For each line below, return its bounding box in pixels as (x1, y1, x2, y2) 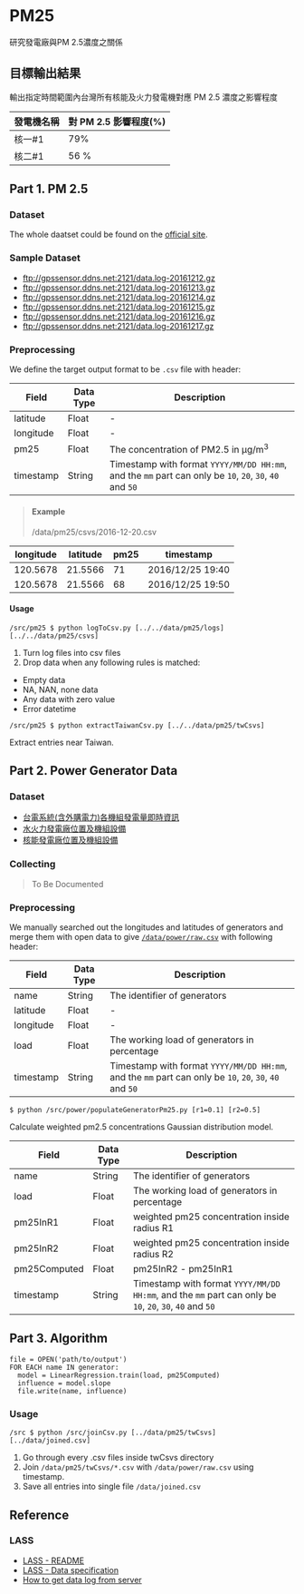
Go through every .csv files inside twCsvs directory (22, 1452, 214, 1463)
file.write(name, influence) (17, 1386, 128, 1395)
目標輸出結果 (9, 65, 81, 82)
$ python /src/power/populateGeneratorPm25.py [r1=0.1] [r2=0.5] (9, 1106, 261, 1115)
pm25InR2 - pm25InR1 (132, 1263, 233, 1276)
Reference (9, 1507, 70, 1522)
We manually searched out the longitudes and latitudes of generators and (9, 922, 283, 933)
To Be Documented (31, 878, 104, 889)
